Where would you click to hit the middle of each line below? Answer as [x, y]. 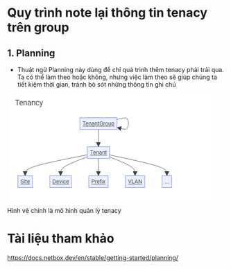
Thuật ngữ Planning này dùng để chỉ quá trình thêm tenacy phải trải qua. [120, 70]
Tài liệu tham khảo [61, 239]
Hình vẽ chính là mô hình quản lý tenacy [64, 210]
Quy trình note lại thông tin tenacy [108, 13]
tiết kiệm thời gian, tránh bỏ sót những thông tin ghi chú [96, 84]
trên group [38, 27]
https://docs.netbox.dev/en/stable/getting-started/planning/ [93, 257]
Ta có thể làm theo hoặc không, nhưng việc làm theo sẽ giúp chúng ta [117, 77]
